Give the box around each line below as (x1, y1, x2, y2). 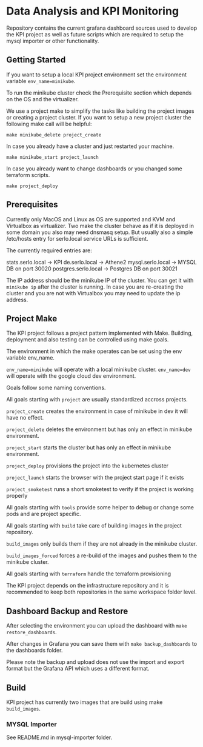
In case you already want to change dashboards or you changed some (6, 165, 183, 172)
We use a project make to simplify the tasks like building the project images (6, 107, 195, 115)
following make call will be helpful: (6, 120, 92, 127)
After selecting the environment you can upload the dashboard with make (6, 622, 187, 629)
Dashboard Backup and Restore (6, 606, 128, 616)
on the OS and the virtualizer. (6, 95, 79, 102)
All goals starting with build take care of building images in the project (6, 522, 182, 529)
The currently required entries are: (6, 247, 93, 254)
